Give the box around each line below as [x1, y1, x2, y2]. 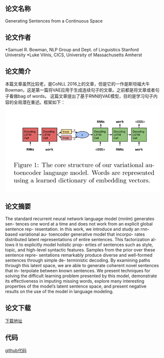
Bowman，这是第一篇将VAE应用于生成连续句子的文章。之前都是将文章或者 [5, 87, 155, 93]
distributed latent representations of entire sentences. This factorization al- [5, 236, 157, 242]
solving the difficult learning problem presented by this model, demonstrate [5, 273, 158, 279]
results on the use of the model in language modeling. [5, 288, 114, 294]
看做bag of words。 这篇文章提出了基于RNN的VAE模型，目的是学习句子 [9, 93, 154, 99]
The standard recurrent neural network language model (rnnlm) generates [5, 216, 155, 222]
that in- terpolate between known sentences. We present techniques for [5, 268, 150, 273]
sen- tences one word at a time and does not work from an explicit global [5, 221, 153, 226]
